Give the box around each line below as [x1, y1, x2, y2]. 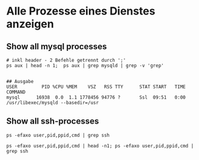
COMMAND [6, 89, 26, 95]
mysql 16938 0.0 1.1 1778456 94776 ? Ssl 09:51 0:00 [6, 95, 186, 101]
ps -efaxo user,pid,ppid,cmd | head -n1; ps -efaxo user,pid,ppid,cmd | [6, 142, 194, 149]
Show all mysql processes [6, 41, 107, 52]
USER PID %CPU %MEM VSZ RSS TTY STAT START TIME [6, 84, 186, 90]
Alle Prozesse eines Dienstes [6, 4, 156, 18]
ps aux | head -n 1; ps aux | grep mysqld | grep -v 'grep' [6, 62, 164, 68]
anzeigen [6, 17, 55, 31]
